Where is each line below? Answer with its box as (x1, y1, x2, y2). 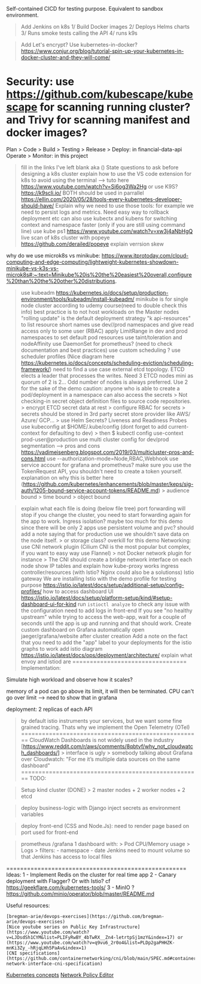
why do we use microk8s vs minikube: (6, 252, 100, 259)
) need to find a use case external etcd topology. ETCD (50, 366, 185, 373)
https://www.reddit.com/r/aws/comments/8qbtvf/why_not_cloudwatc (23, 743, 193, 750)
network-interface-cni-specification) (6, 961, 103, 967)
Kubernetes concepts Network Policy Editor (6, 971, 114, 978)
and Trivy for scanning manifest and (6, 113, 190, 127)
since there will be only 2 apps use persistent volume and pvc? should (20, 524, 194, 531)
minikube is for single (135, 295, 188, 303)
